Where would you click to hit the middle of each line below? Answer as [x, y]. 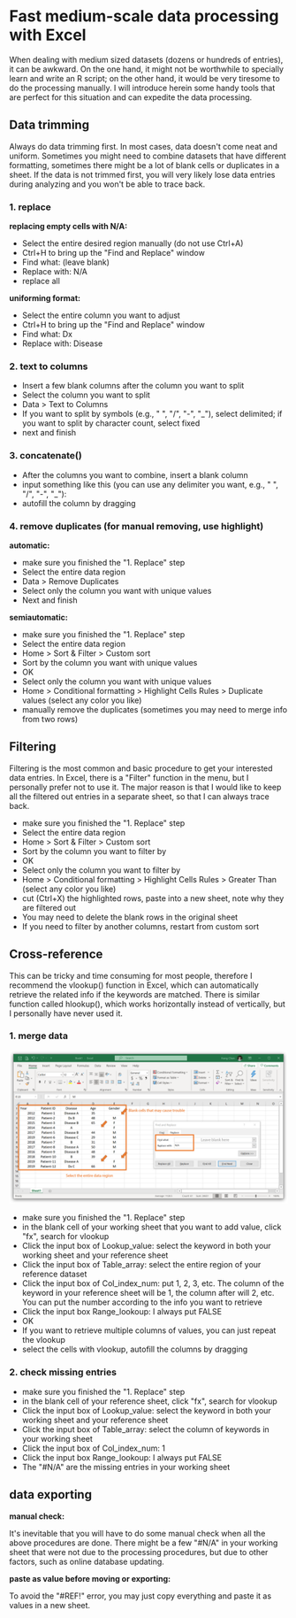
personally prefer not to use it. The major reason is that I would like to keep [145, 787]
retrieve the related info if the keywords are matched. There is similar [135, 994]
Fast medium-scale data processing [144, 16]
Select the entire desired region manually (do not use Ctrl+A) [133, 243]
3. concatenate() [46, 456]
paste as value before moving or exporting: [90, 1578]
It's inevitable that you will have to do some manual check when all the [137, 1533]
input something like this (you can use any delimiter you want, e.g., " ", [150, 484]
